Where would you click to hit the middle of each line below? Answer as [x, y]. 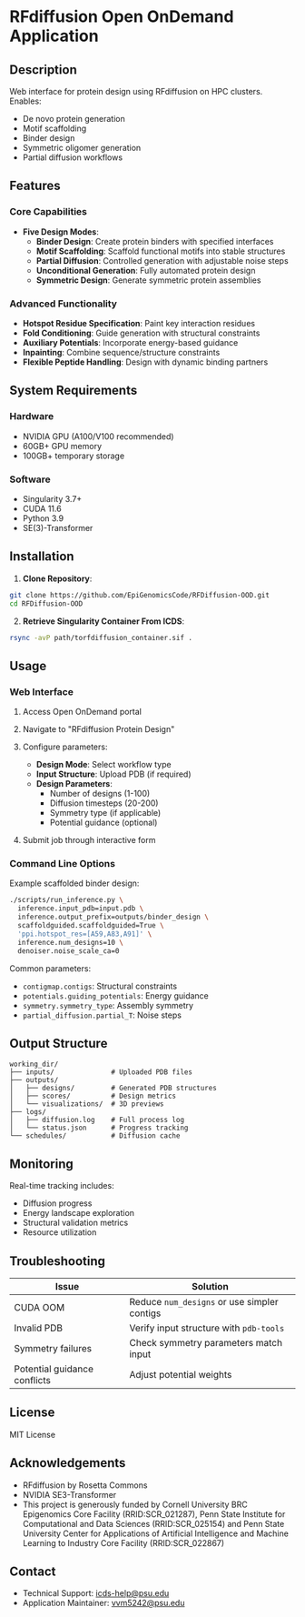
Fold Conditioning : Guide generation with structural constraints [141, 333]
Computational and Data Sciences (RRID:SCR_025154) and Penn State [153, 1523]
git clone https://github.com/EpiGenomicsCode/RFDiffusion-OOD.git [140, 595]
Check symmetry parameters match [206, 1342]
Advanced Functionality [64, 304]
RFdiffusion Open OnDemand [122, 17]
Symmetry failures [53, 1348]
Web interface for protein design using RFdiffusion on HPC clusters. [136, 91]
